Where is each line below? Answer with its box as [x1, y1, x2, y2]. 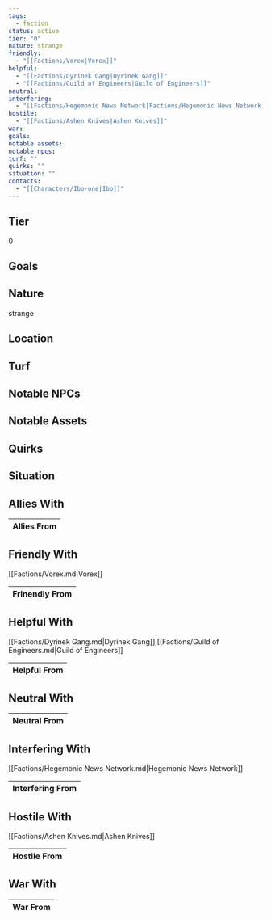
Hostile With [8, 810, 73, 824]
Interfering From [12, 783, 77, 795]
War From [12, 901, 51, 913]
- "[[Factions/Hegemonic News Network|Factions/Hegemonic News [15, 102, 232, 110]
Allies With [8, 496, 65, 510]
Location [8, 332, 54, 346]
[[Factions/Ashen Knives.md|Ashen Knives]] [8, 831, 156, 841]
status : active [8, 27, 60, 35]
